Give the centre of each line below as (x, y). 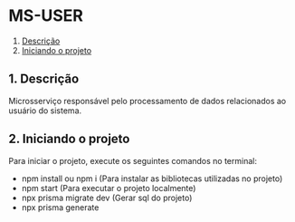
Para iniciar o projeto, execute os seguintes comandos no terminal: (133, 160)
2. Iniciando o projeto (69, 139)
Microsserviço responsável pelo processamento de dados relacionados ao (147, 101)
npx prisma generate (60, 207)
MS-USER (46, 16)
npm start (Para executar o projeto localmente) (109, 188)
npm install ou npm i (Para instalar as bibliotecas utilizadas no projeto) (152, 179)
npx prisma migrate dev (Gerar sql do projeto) (107, 198)
